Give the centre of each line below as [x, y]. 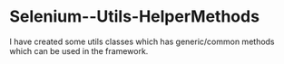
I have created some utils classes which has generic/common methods [142, 41]
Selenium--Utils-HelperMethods [135, 17]
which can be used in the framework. [79, 50]
